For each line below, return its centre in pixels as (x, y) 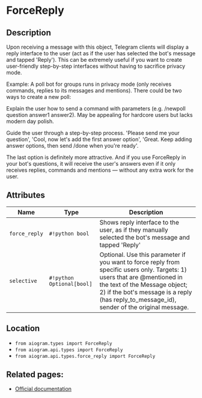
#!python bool (69, 234)
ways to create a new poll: (38, 97)
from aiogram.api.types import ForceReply (69, 350)
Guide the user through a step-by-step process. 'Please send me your (93, 133)
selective (23, 281)
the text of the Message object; (143, 285)
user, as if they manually (134, 230)
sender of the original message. (144, 307)
